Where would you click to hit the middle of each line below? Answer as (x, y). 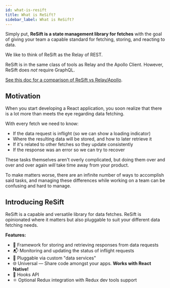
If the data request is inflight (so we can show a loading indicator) (82, 134)
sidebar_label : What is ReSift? (40, 19)
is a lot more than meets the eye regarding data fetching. (65, 114)
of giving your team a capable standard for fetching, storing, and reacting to (85, 39)
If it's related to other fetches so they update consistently (73, 145)
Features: (16, 235)
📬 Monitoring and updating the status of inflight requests (73, 250)
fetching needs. (22, 225)
